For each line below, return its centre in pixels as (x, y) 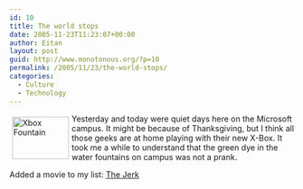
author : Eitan (36, 43)
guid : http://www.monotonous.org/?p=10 (85, 59)
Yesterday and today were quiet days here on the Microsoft (182, 119)
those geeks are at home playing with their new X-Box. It (177, 138)
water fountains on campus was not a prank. (155, 157)
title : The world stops (54, 26)
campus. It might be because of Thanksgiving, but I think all (183, 128)
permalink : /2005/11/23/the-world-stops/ (89, 68)
